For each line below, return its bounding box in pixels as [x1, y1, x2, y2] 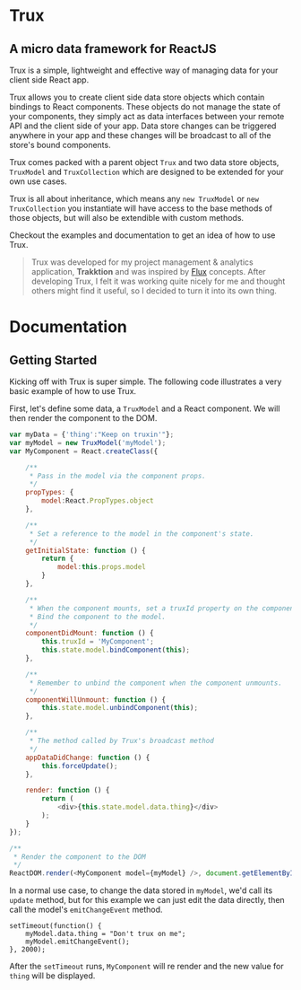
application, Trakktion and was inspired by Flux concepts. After [30, 267, 266, 276]
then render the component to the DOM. [9, 413, 158, 423]
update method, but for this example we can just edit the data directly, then [9, 895, 285, 906]
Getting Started [9, 352, 98, 368]
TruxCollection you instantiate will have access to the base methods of [9, 203, 273, 214]
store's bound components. [9, 140, 111, 150]
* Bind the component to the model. [29, 612, 167, 621]
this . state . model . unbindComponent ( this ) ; [41, 704, 199, 713]
